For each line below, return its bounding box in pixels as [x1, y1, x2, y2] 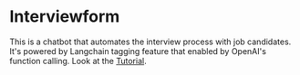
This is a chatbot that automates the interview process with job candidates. [9, 36, 292, 47]
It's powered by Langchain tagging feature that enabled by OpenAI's [9, 45, 267, 56]
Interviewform [9, 6, 120, 27]
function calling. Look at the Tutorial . [9, 55, 148, 66]
